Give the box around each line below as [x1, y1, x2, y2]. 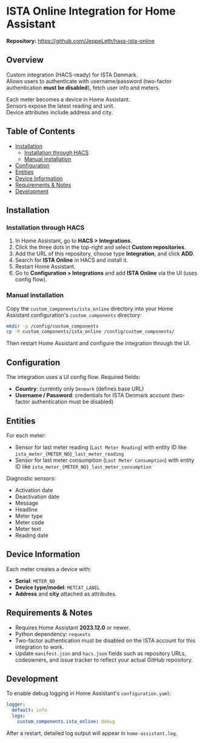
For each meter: [6, 431, 47, 439]
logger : [6, 702, 26, 708]
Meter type [15, 512, 43, 519]
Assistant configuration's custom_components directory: [6, 311, 142, 318]
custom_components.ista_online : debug [17, 718, 115, 724]
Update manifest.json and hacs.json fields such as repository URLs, [15, 649, 187, 657]
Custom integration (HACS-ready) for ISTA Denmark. [6, 71, 138, 78]
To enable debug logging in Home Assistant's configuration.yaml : [6, 690, 171, 697]
